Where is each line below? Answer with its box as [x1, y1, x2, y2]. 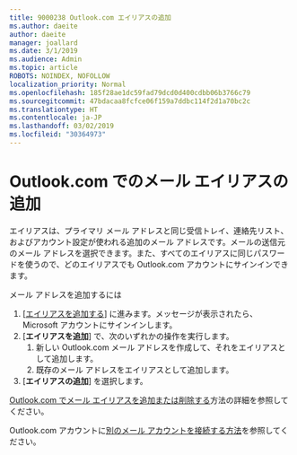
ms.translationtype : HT [9, 105, 99, 114]
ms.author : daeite [9, 22, 78, 31]
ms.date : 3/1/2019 [9, 47, 78, 56]
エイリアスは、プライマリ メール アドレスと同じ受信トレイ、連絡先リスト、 [9, 225, 289, 236]
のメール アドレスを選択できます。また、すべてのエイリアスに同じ [9, 248, 254, 258]
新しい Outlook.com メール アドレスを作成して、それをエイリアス [35, 342, 278, 353]
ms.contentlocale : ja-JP [9, 113, 102, 122]
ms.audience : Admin [9, 55, 83, 64]
